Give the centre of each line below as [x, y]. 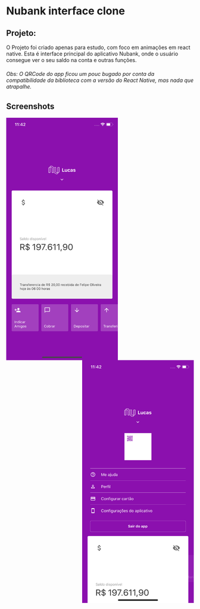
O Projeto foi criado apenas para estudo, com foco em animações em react [98, 47]
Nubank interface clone [65, 11]
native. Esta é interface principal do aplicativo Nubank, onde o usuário [92, 54]
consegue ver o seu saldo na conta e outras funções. [71, 60]
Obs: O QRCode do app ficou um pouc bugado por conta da [80, 74]
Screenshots [30, 107]
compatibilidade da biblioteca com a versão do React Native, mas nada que [100, 80]
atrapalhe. [19, 86]
